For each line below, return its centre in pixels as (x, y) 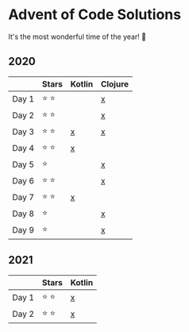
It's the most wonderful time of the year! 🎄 (77, 37)
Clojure (115, 83)
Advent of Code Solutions (94, 15)
